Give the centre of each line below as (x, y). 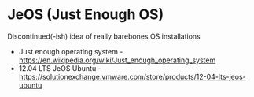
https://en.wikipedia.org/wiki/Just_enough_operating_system (117, 60)
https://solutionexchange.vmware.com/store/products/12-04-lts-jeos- (132, 76)
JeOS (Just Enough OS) (86, 15)
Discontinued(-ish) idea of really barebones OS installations (104, 36)
